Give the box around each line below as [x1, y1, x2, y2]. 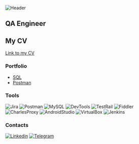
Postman [12, 79, 31, 85]
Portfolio [5, 63, 27, 70]
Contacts [5, 121, 29, 128]
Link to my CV [5, 50, 34, 56]
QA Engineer [5, 19, 46, 28]
